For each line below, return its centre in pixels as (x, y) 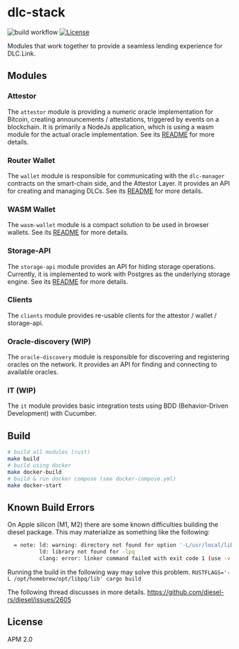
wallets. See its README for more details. (68, 233)
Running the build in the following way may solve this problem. (99, 572)
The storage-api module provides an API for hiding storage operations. (111, 266)
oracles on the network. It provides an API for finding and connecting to (112, 364)
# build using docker (39, 465)
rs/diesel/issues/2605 (39, 599)
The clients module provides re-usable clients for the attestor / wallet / (112, 315)
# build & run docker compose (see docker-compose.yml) (92, 479)
